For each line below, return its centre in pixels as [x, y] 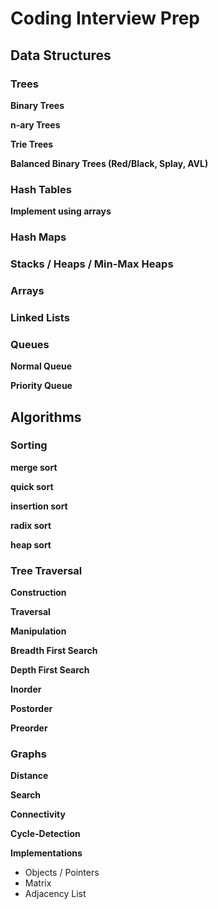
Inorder [26, 689]
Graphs [28, 754]
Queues [30, 344]
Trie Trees [32, 144]
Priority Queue [41, 386]
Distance [29, 776]
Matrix [38, 883]
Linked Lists [40, 317]
